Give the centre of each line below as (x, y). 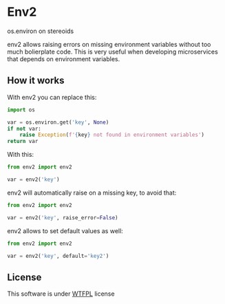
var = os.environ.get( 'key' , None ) (58, 122)
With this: (21, 155)
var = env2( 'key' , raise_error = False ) (63, 217)
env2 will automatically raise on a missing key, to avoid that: (92, 193)
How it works (36, 81)
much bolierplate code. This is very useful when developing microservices (112, 52)
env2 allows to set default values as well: (65, 230)
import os (21, 110)
